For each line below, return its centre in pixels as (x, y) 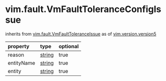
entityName (21, 63)
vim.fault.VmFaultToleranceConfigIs (83, 9)
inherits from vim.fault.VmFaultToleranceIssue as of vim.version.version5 (81, 34)
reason (16, 55)
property (19, 46)
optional (69, 46)
